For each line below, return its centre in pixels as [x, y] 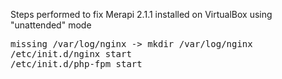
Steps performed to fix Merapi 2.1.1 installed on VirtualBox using [141, 14]
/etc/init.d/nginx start [71, 54]
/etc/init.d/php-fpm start [76, 64]
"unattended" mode [51, 25]
